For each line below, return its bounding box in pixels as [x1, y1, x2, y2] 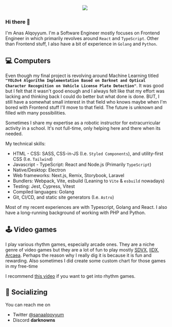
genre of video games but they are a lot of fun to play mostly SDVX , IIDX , [5, 246, 160, 253]
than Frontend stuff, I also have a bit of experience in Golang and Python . [5, 41, 158, 47]
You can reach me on [5, 301, 50, 307]
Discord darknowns [12, 317, 55, 323]
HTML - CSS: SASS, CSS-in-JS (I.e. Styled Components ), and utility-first [12, 150, 163, 157]
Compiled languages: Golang [12, 189, 74, 195]
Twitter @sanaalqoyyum [12, 311, 64, 318]
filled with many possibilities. [5, 110, 67, 116]
